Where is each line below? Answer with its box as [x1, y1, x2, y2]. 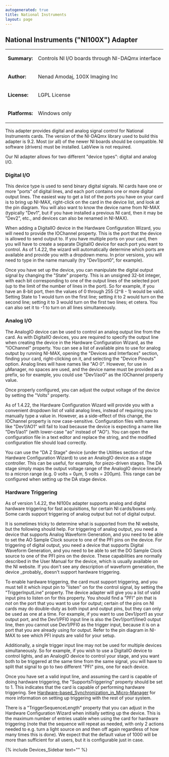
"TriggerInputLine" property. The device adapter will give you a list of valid [5, 589, 160, 596]
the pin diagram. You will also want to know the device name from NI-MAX [5, 205, 160, 211]
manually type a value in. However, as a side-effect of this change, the [5, 413, 152, 419]
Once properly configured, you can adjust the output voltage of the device [5, 387, 160, 393]
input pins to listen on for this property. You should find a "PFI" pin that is [5, 595, 157, 601]
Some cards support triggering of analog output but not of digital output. [5, 511, 156, 517]
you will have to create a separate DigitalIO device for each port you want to [5, 241, 163, 247]
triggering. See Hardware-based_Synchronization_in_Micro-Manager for [5, 690, 156, 696]
